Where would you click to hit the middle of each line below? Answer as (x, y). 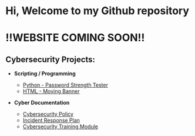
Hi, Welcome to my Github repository (97, 11)
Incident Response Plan (51, 120)
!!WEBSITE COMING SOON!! (75, 38)
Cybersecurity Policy (48, 114)
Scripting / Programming (45, 74)
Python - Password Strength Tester (65, 85)
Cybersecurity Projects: (50, 59)
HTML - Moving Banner (51, 91)
